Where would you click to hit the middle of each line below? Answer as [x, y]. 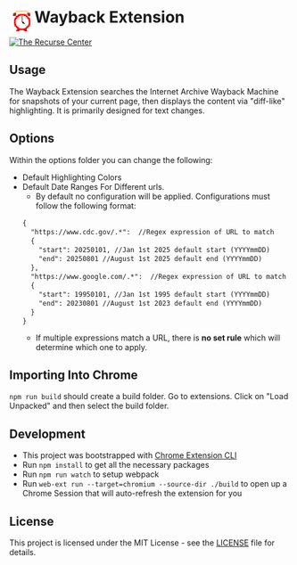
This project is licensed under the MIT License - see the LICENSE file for [142, 543]
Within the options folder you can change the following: [111, 160]
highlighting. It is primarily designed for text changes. [107, 111]
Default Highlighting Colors [72, 177]
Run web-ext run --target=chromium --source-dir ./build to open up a [154, 484]
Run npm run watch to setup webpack [91, 474]
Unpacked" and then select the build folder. [89, 406]
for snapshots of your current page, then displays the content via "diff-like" [147, 101]
